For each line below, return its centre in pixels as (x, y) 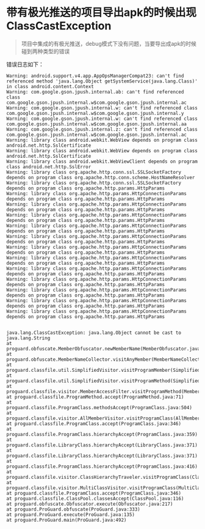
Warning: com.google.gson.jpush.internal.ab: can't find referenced (95, 92)
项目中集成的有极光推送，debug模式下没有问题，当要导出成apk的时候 (109, 43)
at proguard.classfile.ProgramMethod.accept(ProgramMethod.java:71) (95, 397)
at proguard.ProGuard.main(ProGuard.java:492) (67, 520)
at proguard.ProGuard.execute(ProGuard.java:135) (71, 514)
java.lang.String (28, 338)
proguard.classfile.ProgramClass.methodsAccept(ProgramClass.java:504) (99, 407)
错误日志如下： (25, 64)
